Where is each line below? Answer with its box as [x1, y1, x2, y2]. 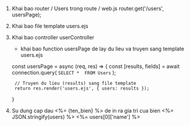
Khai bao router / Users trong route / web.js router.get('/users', [11, 5, 164, 12]
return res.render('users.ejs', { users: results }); [14, 86, 150, 91]
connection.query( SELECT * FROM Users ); [11, 69, 116, 76]
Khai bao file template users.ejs [11, 23, 89, 29]
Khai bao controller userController [11, 34, 94, 40]
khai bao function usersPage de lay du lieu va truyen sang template [20, 45, 185, 52]
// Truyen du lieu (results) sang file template [14, 80, 137, 86]
